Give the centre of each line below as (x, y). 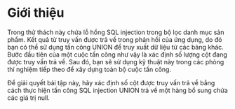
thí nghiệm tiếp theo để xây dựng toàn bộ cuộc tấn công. (89, 69)
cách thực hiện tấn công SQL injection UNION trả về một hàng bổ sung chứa (117, 90)
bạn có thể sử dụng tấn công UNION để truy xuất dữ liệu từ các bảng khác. (116, 47)
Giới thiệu (36, 13)
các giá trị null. (29, 97)
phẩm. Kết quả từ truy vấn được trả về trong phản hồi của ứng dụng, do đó (115, 39)
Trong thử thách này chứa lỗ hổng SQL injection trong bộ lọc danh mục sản (116, 32)
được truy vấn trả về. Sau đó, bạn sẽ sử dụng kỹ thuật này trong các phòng (116, 61)
